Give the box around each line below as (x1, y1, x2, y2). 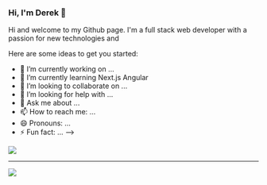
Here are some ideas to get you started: (8, 49, 139, 59)
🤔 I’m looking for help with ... (19, 90, 114, 99)
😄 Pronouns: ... (19, 118, 72, 128)
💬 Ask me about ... (19, 98, 80, 108)
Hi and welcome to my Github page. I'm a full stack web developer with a (8, 25, 248, 35)
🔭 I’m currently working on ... (19, 64, 114, 74)
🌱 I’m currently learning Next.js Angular (19, 73, 149, 83)
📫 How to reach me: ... (19, 107, 96, 117)
